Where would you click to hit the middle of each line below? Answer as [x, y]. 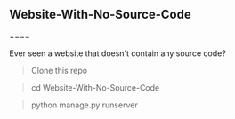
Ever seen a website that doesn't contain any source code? [118, 53]
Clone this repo [59, 70]
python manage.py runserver [84, 105]
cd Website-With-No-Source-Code [95, 87]
